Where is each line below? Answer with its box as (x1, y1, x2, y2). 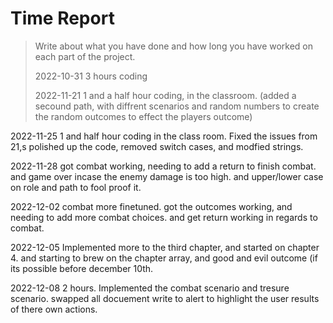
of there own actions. (10, 303, 98, 315)
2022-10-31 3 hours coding (34, 70, 148, 82)
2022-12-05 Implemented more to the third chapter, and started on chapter (10, 241, 320, 253)
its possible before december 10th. (10, 262, 154, 274)
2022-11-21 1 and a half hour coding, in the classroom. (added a (34, 89, 297, 101)
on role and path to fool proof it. (10, 181, 142, 193)
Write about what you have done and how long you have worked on (34, 40, 314, 52)
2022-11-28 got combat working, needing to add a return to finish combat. (10, 160, 317, 172)
